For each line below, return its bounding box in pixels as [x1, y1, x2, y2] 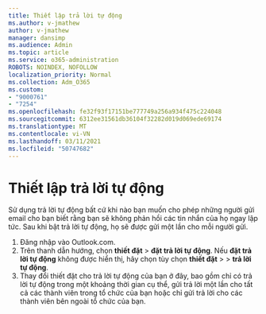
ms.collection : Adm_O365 [8, 78, 91, 86]
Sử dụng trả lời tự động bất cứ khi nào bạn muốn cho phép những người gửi [8, 205, 255, 215]
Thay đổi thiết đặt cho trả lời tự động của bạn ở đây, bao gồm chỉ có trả [19, 271, 253, 281]
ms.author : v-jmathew [8, 19, 80, 27]
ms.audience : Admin [8, 41, 73, 49]
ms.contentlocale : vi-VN [8, 130, 91, 138]
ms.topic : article [8, 48, 69, 56]
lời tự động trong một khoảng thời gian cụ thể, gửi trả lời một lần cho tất [19, 280, 253, 289]
